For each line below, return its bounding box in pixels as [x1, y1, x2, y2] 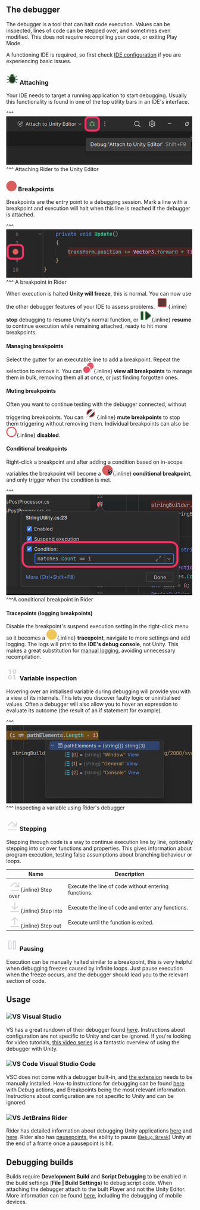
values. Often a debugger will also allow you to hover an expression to [6, 700, 179, 708]
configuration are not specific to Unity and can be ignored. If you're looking [6, 1032, 192, 1040]
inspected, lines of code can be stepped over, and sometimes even [6, 27, 171, 34]
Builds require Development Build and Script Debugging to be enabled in [6, 1172, 187, 1180]
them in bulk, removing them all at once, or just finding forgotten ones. [6, 374, 179, 381]
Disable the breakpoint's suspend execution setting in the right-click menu [6, 623, 189, 630]
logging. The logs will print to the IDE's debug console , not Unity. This [6, 641, 179, 648]
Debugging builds [6, 1157, 74, 1167]
